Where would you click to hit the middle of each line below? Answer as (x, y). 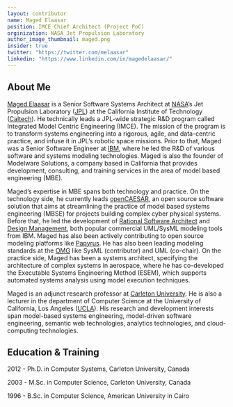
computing (23, 330)
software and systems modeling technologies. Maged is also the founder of (115, 155)
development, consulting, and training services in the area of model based (114, 170)
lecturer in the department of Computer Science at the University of (104, 301)
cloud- (216, 323)
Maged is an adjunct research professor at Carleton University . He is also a (115, 294)
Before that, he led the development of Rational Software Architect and (109, 221)
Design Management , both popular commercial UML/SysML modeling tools (115, 228)
